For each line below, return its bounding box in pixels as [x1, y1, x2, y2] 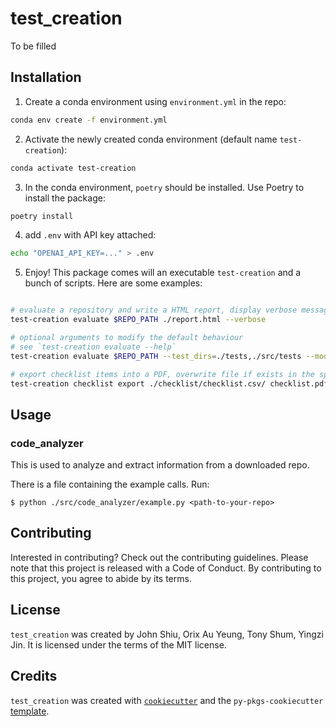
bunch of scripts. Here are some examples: [24, 277, 203, 289]
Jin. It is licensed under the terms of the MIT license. [10, 638, 227, 651]
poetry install [10, 211, 74, 221]
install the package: [24, 192, 106, 204]
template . [10, 705, 50, 717]
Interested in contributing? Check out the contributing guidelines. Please [10, 551, 309, 563]
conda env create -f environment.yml [10, 115, 168, 125]
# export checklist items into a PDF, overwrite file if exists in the [10, 369, 315, 379]
